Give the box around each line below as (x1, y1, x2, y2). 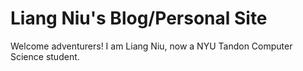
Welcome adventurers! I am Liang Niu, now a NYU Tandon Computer (10, 40, 293, 52)
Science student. (10, 50, 80, 62)
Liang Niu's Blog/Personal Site (10, 7, 268, 30)
